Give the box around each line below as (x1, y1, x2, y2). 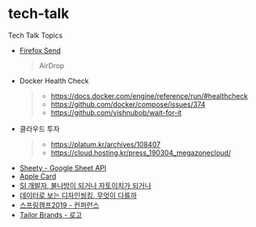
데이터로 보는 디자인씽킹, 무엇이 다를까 (19, 190, 137, 200)
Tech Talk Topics (8, 31, 63, 40)
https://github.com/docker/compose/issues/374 (50, 99, 206, 109)
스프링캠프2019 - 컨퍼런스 (19, 200, 99, 210)
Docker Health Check (19, 76, 89, 85)
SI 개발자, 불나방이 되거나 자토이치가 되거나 (19, 181, 152, 190)
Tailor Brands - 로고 (19, 210, 82, 219)
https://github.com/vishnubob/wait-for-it (50, 107, 182, 117)
